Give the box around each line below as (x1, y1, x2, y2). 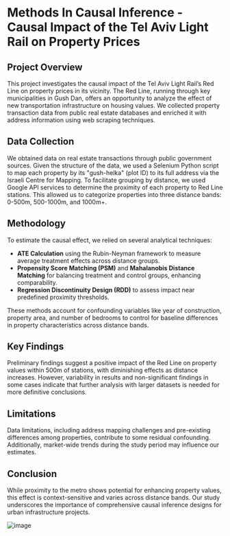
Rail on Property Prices (7, 34, 140, 49)
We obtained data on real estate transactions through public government (7, 154, 212, 162)
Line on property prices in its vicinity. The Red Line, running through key (7, 87, 211, 95)
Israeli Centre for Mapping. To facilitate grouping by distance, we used (7, 176, 206, 184)
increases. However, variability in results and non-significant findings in (7, 373, 209, 382)
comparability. (16, 278, 58, 286)
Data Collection (7, 136, 75, 148)
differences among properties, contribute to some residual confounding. (7, 434, 211, 442)
